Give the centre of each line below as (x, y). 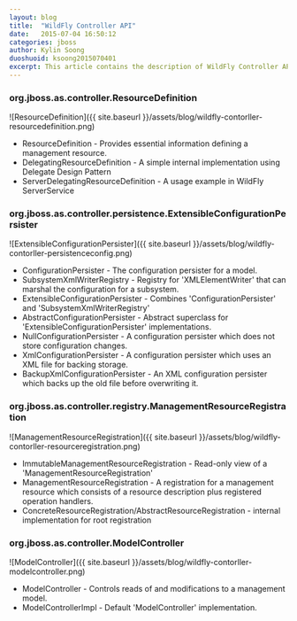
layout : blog (33, 17)
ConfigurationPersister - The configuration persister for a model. (140, 270)
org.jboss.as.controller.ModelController (97, 543)
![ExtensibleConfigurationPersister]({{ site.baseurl (100, 244)
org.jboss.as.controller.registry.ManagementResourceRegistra (148, 407)
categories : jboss (43, 42)
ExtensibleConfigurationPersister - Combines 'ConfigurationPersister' (149, 299)
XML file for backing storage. (75, 365)
